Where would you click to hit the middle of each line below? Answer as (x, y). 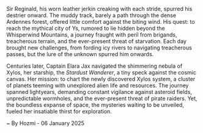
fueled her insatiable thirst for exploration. (59, 111)
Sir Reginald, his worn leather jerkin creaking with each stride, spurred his (99, 9)
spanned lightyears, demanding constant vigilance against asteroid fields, (99, 92)
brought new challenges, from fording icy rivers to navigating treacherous (99, 48)
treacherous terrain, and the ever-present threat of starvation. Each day (96, 41)
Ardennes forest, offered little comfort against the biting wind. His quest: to (101, 22)
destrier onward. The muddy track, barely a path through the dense (91, 15)
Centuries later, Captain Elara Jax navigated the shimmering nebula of (94, 66)
